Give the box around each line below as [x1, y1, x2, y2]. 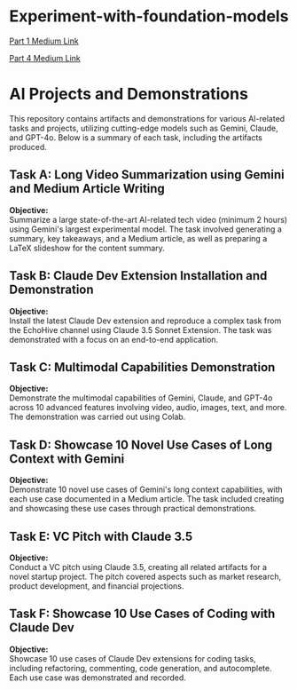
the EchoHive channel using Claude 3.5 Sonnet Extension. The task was [9, 324, 272, 335]
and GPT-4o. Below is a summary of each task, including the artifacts [9, 131, 263, 143]
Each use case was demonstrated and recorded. [9, 672, 186, 683]
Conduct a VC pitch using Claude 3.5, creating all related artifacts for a [9, 561, 268, 572]
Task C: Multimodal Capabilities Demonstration [9, 360, 276, 375]
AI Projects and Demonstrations [9, 84, 248, 104]
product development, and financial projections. [9, 580, 184, 591]
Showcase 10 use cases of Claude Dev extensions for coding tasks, [9, 653, 256, 663]
